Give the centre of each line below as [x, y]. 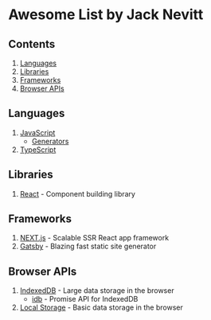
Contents [32, 44]
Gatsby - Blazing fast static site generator [88, 246]
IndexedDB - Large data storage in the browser [97, 291]
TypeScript [38, 150]
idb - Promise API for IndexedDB [85, 299]
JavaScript [37, 132]
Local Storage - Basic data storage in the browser [101, 307]
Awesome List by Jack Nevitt [106, 15]
